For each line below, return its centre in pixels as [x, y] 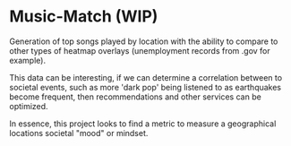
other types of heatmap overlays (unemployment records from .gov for [140, 50]
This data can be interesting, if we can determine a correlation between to [146, 77]
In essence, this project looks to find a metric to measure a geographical [143, 124]
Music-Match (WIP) [84, 17]
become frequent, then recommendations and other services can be [135, 97]
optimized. [29, 106]
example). [28, 60]
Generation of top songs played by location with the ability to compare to [144, 41]
